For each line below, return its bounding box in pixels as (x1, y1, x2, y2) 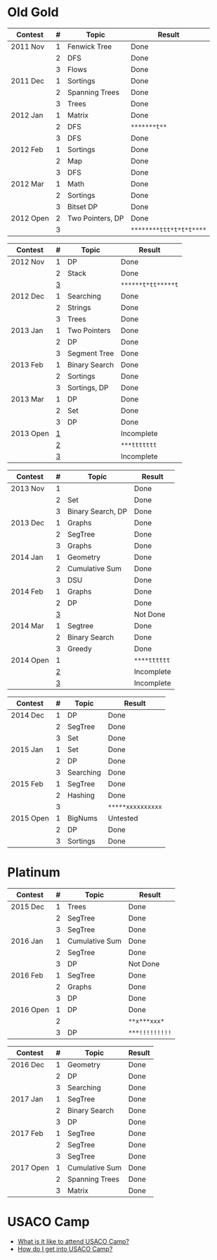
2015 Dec (11, 902, 44, 911)
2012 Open (11, 213, 49, 223)
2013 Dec (11, 518, 44, 528)
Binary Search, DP (67, 506, 128, 516)
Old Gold (7, 4, 59, 20)
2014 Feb (11, 586, 44, 596)
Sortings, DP (67, 382, 109, 392)
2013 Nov (11, 483, 45, 493)
